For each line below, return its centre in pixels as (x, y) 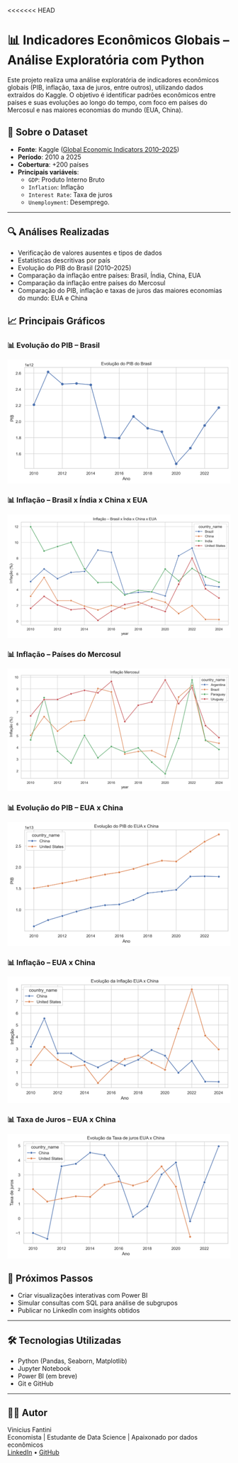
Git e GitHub (35, 1384)
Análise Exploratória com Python (106, 60)
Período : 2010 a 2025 (49, 157)
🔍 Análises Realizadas (58, 232)
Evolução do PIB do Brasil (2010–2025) (74, 267)
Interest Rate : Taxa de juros (70, 194)
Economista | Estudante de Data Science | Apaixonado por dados (103, 1437)
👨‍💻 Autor (28, 1412)
